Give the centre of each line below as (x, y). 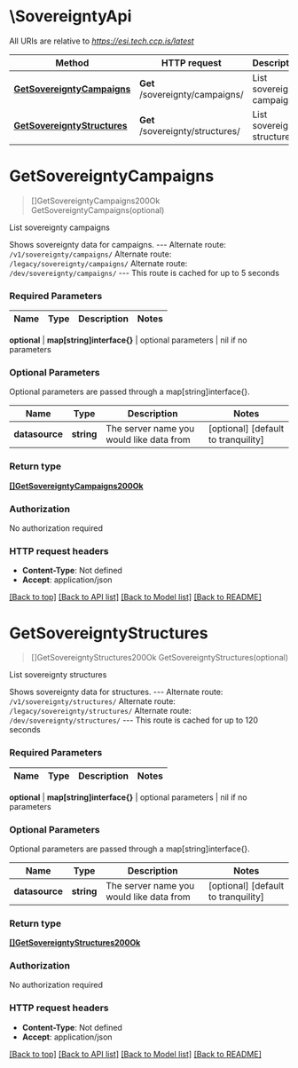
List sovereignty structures (58, 675)
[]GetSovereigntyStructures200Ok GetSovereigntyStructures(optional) (159, 658)
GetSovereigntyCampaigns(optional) (98, 210)
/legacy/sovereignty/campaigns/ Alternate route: (98, 263)
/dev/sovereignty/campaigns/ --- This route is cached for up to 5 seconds (144, 273)
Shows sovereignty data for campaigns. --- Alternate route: (118, 244)
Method (72, 62)
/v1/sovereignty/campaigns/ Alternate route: (90, 254)
